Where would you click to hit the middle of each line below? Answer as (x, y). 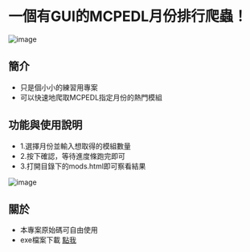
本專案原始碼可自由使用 (59, 230)
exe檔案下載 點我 (48, 240)
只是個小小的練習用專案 (59, 87)
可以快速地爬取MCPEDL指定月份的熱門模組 (91, 97)
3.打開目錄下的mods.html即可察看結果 (83, 166)
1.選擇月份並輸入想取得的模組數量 (75, 146)
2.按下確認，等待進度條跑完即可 (73, 156)
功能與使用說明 (45, 125)
